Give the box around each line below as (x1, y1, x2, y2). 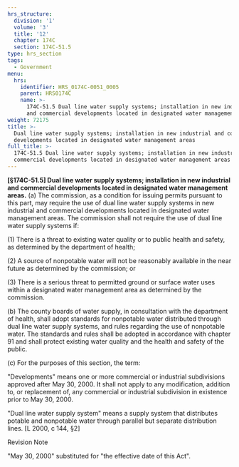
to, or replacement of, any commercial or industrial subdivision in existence (7, 387, 228, 396)
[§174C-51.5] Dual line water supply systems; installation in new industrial (7, 175, 231, 184)
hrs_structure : (7, 10, 53, 18)
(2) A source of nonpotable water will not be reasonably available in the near (7, 256, 232, 265)
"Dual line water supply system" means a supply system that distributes (7, 409, 218, 417)
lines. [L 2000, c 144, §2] (7, 424, 80, 432)
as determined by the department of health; (7, 242, 135, 251)
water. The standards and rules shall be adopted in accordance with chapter (7, 329, 231, 338)
